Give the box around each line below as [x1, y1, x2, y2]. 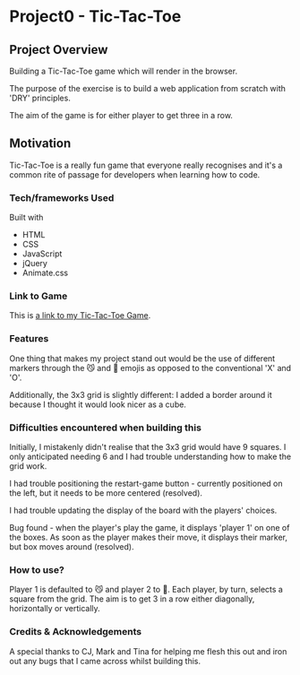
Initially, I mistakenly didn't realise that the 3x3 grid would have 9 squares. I [9, 442, 287, 452]
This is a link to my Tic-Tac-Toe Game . [9, 310, 151, 321]
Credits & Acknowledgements [9, 626, 141, 638]
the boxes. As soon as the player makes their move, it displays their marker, [9, 532, 288, 542]
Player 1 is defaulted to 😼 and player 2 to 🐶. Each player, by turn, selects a [9, 584, 284, 595]
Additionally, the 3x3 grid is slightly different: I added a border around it [9, 389, 273, 400]
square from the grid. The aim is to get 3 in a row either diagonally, [9, 593, 255, 604]
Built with [9, 212, 44, 223]
